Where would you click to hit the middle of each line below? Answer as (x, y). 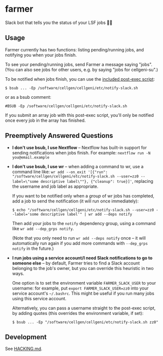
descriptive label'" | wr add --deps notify (86, 214)
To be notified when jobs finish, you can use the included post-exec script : (80, 79)
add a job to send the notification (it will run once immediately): (75, 201)
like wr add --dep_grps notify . (43, 228)
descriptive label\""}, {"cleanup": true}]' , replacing (97, 181)
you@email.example (31, 157)
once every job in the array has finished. (45, 120)
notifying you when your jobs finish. (41, 55)
